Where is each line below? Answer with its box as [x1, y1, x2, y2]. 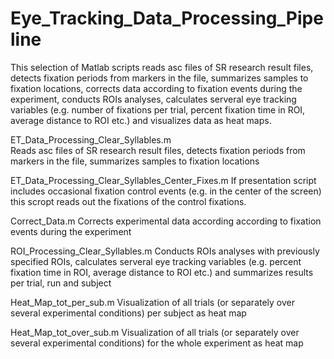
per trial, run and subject [10, 277, 112, 289]
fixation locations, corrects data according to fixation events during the [10, 82, 303, 94]
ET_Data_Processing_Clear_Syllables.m [10, 133, 172, 146]
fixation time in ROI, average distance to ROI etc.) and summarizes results [10, 266, 314, 278]
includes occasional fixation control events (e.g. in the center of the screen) [10, 185, 322, 197]
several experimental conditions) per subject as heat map [10, 307, 247, 319]
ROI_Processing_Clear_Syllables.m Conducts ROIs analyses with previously [10, 245, 320, 257]
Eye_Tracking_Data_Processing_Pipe [10, 7, 324, 30]
